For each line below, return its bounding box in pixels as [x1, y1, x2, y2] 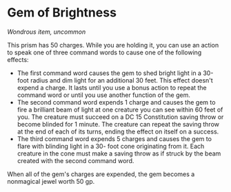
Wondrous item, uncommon [7, 28, 86, 36]
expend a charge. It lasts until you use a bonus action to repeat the [17, 83, 207, 92]
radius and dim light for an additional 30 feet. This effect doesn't [30, 76, 214, 84]
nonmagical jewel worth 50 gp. [7, 177, 95, 185]
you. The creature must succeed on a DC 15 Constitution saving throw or [17, 112, 224, 121]
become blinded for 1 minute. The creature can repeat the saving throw [17, 120, 219, 128]
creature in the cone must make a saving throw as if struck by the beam [17, 149, 221, 158]
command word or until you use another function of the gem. [17, 91, 191, 99]
